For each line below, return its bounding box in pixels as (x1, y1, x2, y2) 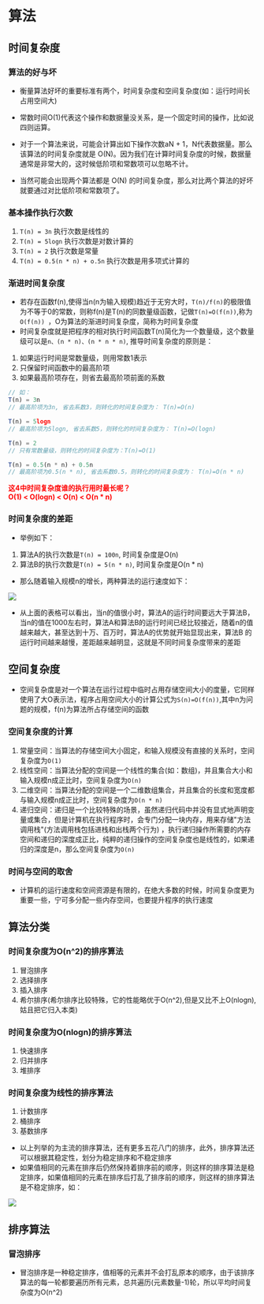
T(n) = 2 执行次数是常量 (19, 246, 99, 256)
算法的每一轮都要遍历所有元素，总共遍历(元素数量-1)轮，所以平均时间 (19, 1278, 246, 1287)
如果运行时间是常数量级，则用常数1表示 (19, 353, 147, 363)
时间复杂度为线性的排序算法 (8, 1087, 113, 1098)
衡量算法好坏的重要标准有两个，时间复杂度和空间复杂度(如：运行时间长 (19, 86, 251, 95)
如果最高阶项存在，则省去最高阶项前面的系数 (19, 373, 165, 382)
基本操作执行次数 (8, 207, 73, 218)
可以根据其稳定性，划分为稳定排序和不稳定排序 (19, 1153, 172, 1163)
